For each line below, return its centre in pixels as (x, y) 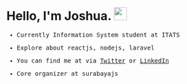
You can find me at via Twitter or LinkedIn (92, 61)
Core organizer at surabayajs (67, 73)
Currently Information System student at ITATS (98, 35)
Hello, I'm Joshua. (59, 16)
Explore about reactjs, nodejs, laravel (86, 48)
